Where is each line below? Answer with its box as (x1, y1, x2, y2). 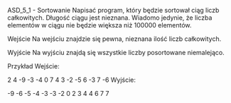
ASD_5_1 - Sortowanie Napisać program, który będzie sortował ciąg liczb (7, 6, 220, 14)
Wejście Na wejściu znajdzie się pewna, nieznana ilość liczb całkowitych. (7, 35, 222, 43)
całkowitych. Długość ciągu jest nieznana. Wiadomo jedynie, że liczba (7, 13, 213, 22)
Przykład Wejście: (7, 62, 60, 70)
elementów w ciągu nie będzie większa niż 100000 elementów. (7, 21, 192, 29)
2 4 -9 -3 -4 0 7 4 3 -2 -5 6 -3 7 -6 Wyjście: (7, 75, 136, 84)
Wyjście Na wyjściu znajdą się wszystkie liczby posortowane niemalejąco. (7, 49, 225, 56)
